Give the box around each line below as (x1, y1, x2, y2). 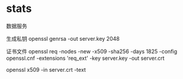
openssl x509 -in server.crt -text (6, 66, 86, 73)
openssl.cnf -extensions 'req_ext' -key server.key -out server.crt (6, 54, 165, 62)
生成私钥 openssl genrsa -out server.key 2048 (6, 35, 120, 42)
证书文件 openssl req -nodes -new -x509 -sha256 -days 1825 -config (6, 47, 178, 55)
